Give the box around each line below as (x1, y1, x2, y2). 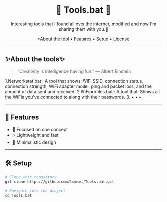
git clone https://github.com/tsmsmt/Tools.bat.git (5, 179, 114, 184)
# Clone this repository (5, 175, 57, 180)
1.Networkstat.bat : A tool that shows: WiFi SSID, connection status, (5, 78, 143, 84)
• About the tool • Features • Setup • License (37, 36, 130, 42)
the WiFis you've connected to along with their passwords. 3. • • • (5, 94, 142, 100)
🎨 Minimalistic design (12, 139, 56, 145)
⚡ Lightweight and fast (12, 132, 59, 138)
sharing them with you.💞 (59, 26, 108, 32)
